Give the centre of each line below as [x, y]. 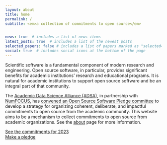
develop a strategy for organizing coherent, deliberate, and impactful [76, 106]
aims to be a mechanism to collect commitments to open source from [76, 117]
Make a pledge [20, 137]
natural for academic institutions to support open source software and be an [83, 80]
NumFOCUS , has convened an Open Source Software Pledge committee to [82, 101]
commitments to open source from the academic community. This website [81, 111]
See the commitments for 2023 [37, 132]
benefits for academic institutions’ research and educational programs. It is [82, 75]
